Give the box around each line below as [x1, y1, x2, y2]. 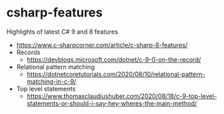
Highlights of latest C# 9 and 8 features [6, 27, 119, 36]
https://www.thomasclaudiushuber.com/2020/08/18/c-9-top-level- [26, 91, 217, 100]
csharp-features [6, 5, 103, 21]
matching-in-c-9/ [26, 77, 77, 85]
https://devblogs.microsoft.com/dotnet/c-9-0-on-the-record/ [26, 55, 201, 63]
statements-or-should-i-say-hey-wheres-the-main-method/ [26, 99, 197, 107]
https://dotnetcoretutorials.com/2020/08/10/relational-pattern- [26, 70, 205, 78]
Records [16, 48, 41, 56]
